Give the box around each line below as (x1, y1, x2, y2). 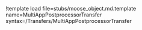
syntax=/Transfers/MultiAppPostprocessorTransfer (5, 18, 132, 24)
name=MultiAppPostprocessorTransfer (5, 11, 102, 18)
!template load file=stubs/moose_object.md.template (5, 5, 137, 12)
